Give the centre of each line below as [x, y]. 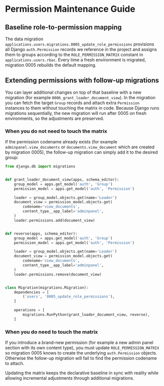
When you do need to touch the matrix [52, 331]
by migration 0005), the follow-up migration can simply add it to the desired [82, 152]
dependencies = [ [32, 292]
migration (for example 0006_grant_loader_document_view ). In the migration [80, 97]
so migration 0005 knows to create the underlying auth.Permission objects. [81, 353]
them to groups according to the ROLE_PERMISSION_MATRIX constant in [74, 55]
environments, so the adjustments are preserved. [55, 118]
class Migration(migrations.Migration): [47, 288]
